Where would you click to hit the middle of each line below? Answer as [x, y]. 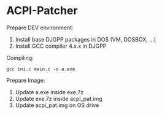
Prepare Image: [26, 80]
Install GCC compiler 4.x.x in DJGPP [61, 46]
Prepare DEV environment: [40, 28]
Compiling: [20, 57]
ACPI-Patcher [42, 11]
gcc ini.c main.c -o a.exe [41, 69]
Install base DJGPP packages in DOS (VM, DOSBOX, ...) [86, 39]
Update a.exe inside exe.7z [49, 92]
